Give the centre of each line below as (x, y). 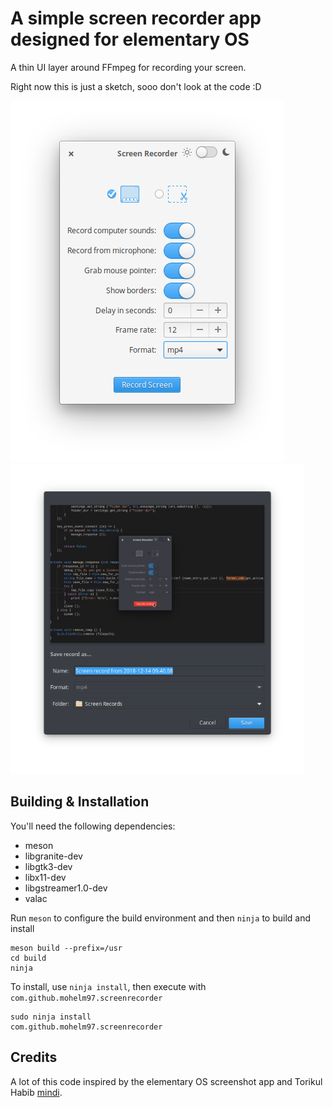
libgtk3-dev (48, 866)
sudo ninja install (51, 1017)
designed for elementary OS (130, 39)
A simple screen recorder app (136, 18)
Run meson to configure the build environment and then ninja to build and (160, 918)
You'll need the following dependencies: (93, 826)
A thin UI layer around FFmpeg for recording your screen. (128, 67)
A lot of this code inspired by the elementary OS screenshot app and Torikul (166, 1081)
